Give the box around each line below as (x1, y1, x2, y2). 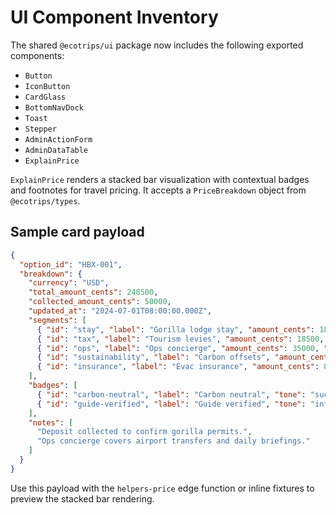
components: (10, 49, 65, 61)
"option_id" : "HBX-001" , (19, 259, 123, 270)
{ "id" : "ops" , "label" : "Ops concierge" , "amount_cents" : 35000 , (36, 343, 320, 353)
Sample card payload (10, 224, 145, 241)
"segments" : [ (28, 315, 87, 325)
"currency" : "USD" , (28, 278, 110, 288)
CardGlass (24, 92, 67, 102)
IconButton (24, 81, 71, 91)
